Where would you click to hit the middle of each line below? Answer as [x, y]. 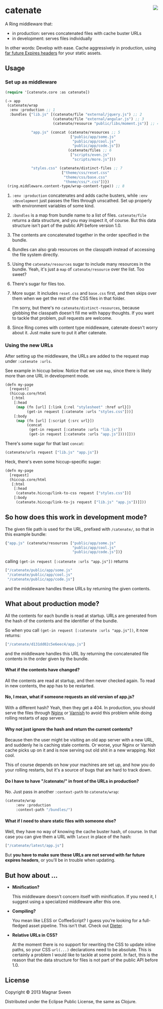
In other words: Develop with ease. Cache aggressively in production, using [81, 48]
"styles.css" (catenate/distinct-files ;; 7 [77, 168]
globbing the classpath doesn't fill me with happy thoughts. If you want [83, 313]
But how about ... [32, 875]
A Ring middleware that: [29, 24]
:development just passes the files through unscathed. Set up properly [82, 201]
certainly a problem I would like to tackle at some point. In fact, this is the [85, 955]
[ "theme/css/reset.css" [85, 172]
